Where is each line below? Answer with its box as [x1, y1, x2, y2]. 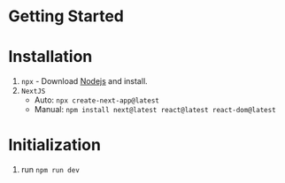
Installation [8, 47, 93, 67]
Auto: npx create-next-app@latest [34, 95, 160, 105]
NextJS [20, 87, 46, 96]
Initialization [8, 135, 101, 156]
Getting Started [8, 6, 125, 27]
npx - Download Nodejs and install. [20, 76, 148, 87]
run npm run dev [20, 164, 81, 175]
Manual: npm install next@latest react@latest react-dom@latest [34, 104, 276, 115]
